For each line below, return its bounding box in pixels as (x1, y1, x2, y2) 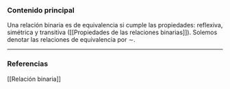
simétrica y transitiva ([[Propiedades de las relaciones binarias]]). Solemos (7, 28, 218, 36)
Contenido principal (7, 5, 75, 15)
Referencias (7, 59, 49, 68)
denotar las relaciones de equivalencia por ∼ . (7, 36, 136, 44)
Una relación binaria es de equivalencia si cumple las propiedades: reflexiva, (7, 21, 223, 29)
